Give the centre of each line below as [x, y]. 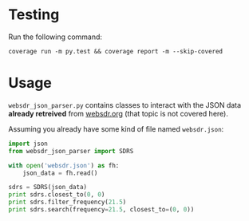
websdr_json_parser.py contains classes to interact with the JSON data [125, 105]
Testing [34, 15]
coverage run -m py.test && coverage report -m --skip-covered [116, 51]
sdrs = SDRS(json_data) [48, 187]
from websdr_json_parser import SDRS [71, 151]
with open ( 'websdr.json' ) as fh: [64, 165]
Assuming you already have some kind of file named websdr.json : [116, 128]
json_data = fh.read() [60, 173]
